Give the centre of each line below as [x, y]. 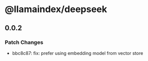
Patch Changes [24, 42]
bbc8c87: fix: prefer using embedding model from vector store [78, 53]
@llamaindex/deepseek [56, 9]
